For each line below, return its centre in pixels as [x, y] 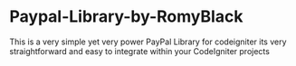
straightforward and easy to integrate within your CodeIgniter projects [139, 51]
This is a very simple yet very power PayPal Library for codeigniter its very [148, 42]
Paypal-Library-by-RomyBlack [126, 17]
